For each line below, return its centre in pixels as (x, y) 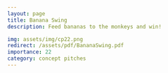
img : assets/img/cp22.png (45, 39)
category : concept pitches (47, 59)
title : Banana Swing (38, 20)
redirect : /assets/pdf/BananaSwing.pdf (66, 46)
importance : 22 (30, 52)
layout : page (26, 14)
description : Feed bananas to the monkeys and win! (84, 26)
